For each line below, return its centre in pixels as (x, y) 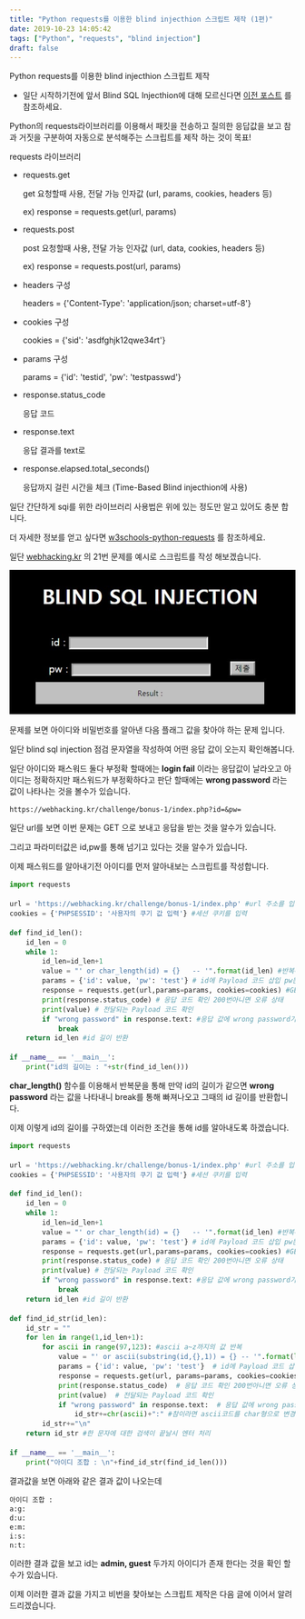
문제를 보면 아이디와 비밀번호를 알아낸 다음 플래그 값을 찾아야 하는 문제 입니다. (148, 730)
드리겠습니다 (32, 1605)
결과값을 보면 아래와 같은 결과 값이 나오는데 (86, 1481)
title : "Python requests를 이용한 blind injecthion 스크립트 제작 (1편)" (141, 19)
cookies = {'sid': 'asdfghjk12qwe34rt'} (94, 340)
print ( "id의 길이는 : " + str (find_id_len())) (107, 1067)
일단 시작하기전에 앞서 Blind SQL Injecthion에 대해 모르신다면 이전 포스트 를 (157, 95)
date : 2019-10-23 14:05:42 (60, 29)
